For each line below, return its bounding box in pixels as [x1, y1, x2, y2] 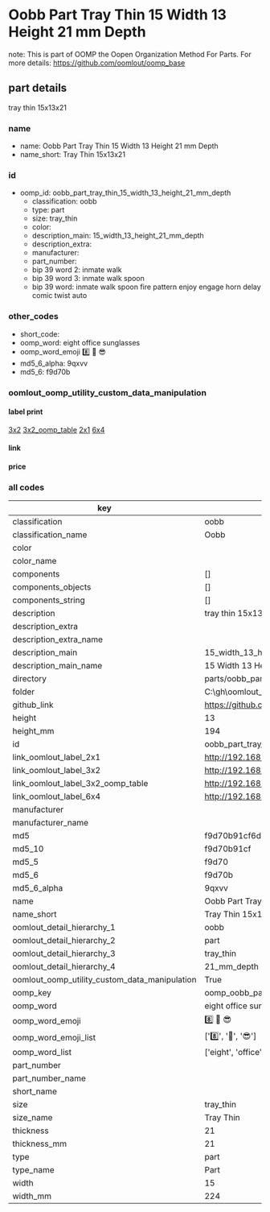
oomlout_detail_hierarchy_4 [12, 961, 116, 972]
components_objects [12, 581, 92, 593]
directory [12, 673, 47, 685]
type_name [12, 1164, 55, 1176]
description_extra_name [12, 634, 103, 645]
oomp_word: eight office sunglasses [19, 337, 141, 347]
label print [8, 407, 43, 416]
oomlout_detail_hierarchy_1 [12, 922, 116, 933]
